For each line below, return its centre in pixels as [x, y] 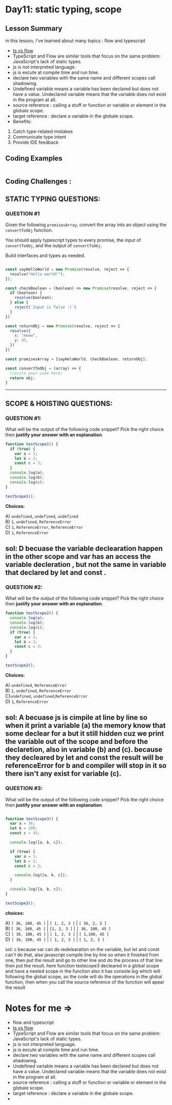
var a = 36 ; [23, 824]
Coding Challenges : [38, 181]
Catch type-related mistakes [43, 131]
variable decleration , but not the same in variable [86, 565]
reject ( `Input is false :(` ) [46, 307]
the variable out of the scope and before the [77, 742]
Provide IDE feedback [36, 142]
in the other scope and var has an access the [78, 556]
